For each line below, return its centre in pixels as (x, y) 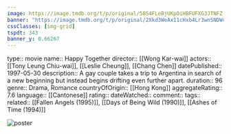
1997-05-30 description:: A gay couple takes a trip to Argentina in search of (114, 74)
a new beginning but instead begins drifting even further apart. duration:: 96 (115, 80)
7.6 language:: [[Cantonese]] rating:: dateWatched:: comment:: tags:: (104, 95)
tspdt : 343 (23, 33)
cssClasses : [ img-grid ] (41, 26)
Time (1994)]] (26, 110)
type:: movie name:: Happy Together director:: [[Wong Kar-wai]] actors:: (109, 58)
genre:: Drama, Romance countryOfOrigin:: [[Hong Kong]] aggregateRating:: (115, 88)
